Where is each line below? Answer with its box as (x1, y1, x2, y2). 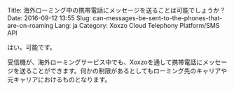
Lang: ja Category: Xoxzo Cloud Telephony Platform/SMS (55, 22, 220, 29)
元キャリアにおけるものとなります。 (7, 75, 111, 84)
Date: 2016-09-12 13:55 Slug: (7, 14, 92, 22)
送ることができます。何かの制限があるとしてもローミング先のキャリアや (19, 67, 228, 75)
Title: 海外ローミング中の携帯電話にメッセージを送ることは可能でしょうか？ (7, 6, 226, 14)
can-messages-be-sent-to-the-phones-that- (92, 14, 223, 22)
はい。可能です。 (7, 43, 56, 51)
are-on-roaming (7, 22, 54, 29)
